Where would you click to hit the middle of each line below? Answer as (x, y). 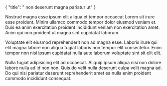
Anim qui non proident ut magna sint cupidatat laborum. (62, 33)
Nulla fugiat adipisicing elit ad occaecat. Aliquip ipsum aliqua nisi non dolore (83, 62)
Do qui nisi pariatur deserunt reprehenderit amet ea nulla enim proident (78, 73)
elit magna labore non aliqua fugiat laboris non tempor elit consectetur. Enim (83, 47)
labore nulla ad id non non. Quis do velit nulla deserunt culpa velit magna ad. (83, 68)
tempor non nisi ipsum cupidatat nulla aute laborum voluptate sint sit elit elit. (83, 53)
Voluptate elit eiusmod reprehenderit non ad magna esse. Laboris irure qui (82, 42)
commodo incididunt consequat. (38, 78)
